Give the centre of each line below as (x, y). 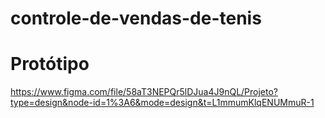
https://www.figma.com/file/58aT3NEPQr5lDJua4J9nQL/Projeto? (144, 92)
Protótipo (50, 64)
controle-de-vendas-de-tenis (136, 18)
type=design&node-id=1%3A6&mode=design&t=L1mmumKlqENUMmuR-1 (162, 103)
